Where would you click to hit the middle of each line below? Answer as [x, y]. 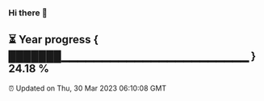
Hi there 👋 [28, 13]
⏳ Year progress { [54, 40]
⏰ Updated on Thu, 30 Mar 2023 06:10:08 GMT [88, 88]
